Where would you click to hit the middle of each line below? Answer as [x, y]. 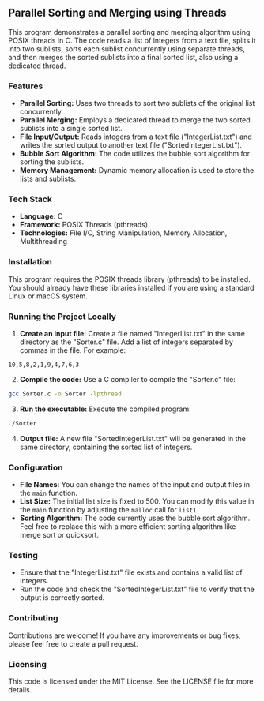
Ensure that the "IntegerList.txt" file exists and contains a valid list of [131, 572]
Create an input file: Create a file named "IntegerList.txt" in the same [132, 334]
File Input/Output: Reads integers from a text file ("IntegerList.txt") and [136, 137]
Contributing [33, 618]
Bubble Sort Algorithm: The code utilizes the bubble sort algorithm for [135, 154]
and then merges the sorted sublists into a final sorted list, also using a [123, 57]
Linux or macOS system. [48, 296]
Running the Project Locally [62, 317]
